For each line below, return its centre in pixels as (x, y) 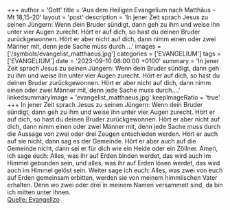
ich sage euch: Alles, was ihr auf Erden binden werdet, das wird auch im (109, 156)
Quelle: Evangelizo (33, 199)
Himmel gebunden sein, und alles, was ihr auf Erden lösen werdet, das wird (114, 163)
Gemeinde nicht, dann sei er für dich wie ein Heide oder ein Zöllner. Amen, (113, 148)
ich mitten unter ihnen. (39, 192)
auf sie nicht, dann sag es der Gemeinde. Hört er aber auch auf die (102, 141)
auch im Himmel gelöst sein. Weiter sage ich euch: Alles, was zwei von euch (115, 170)
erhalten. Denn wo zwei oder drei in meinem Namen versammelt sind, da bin (115, 185)
